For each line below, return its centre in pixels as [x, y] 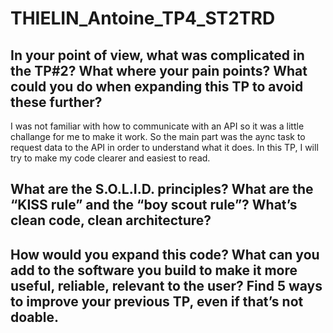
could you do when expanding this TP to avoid [157, 86]
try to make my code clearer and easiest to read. [110, 158]
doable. [34, 317]
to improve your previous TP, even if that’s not [157, 301]
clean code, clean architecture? [111, 220]
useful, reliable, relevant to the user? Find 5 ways [166, 285]
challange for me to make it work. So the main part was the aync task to [158, 136]
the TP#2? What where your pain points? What [159, 70]
